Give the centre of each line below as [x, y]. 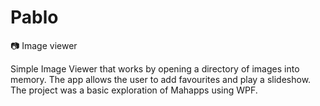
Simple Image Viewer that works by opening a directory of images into [155, 68]
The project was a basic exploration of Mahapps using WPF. [134, 90]
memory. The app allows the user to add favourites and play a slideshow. [161, 79]
